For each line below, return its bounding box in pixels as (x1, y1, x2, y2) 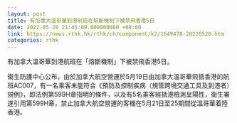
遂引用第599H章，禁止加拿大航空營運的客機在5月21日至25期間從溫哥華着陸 (7, 99, 228, 107)
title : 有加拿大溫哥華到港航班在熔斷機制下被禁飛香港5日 (7, 17, 155, 24)
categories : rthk (7, 37, 59, 44)
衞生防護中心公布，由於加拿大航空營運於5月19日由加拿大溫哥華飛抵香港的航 (7, 73, 230, 81)
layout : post (7, 10, 46, 18)
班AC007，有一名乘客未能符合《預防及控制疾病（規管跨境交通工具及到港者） (7, 81, 230, 90)
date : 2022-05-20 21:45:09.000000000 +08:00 (7, 23, 142, 31)
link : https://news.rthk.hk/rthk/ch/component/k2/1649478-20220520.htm (7, 30, 224, 38)
